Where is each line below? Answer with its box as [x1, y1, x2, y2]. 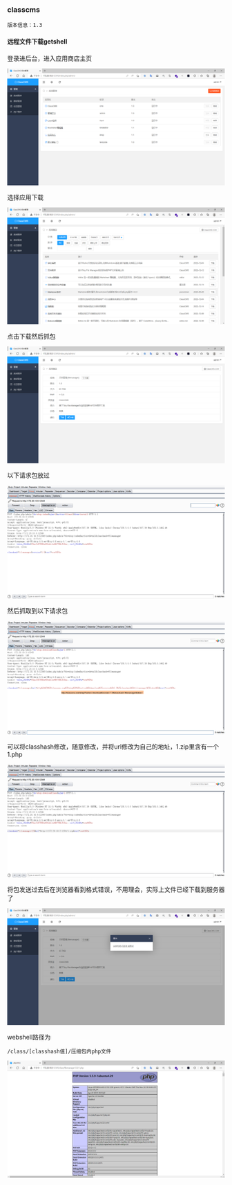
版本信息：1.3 [7, 22, 43, 29]
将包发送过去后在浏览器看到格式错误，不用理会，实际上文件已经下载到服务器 [7, 885, 225, 894]
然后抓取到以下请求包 [7, 607, 68, 615]
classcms [7, 5, 40, 15]
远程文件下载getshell [7, 37, 68, 46]
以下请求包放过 [7, 471, 50, 479]
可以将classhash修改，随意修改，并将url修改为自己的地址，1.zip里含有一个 [7, 742, 220, 751]
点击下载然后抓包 [7, 332, 56, 340]
